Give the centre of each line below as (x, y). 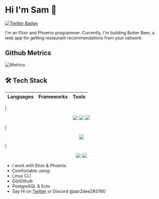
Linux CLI (22, 176)
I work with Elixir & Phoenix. (40, 165)
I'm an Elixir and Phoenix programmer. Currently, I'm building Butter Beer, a (80, 32)
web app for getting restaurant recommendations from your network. (74, 38)
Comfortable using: (31, 170)
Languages (21, 96)
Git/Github (22, 181)
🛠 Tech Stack (26, 81)
